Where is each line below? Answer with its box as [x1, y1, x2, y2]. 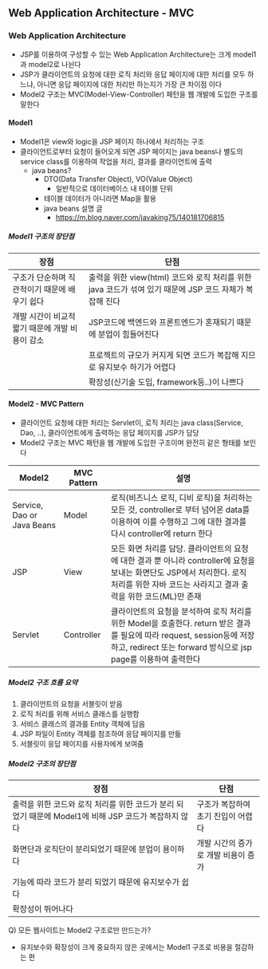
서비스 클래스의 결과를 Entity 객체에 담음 [19, 719, 146, 729]
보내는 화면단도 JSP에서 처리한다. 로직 [110, 567, 247, 578]
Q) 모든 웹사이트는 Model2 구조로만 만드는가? [8, 925, 152, 935]
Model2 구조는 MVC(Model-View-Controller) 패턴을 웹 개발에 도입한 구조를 [19, 89, 258, 99]
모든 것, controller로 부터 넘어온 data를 [110, 504, 250, 515]
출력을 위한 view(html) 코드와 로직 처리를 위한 [88, 271, 252, 282]
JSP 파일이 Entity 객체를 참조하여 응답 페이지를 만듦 [19, 729, 182, 739]
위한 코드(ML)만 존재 [127, 591, 202, 602]
